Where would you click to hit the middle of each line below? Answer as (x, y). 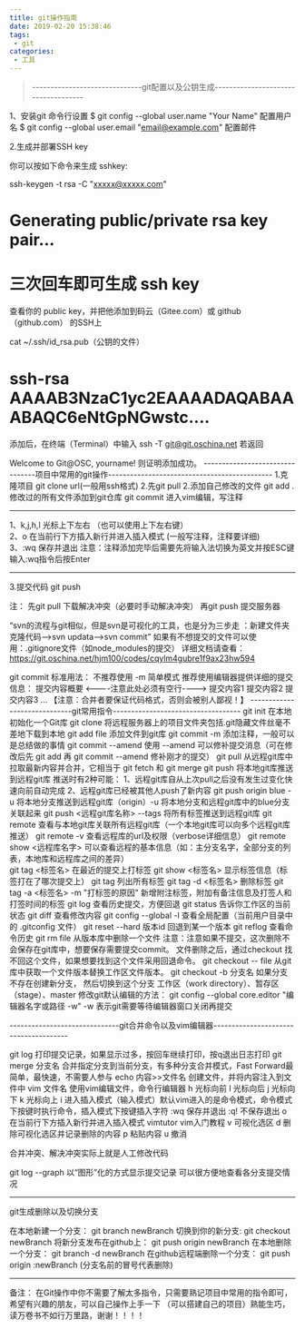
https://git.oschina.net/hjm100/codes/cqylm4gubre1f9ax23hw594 (133, 658)
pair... (32, 240)
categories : (32, 52)
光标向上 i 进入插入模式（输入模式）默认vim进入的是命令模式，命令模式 (159, 1100)
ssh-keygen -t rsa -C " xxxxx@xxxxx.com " (89, 184)
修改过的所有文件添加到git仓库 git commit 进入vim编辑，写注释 (126, 497)
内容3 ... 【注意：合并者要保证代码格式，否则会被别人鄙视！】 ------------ (156, 700)
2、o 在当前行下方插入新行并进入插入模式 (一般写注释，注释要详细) (135, 537)
